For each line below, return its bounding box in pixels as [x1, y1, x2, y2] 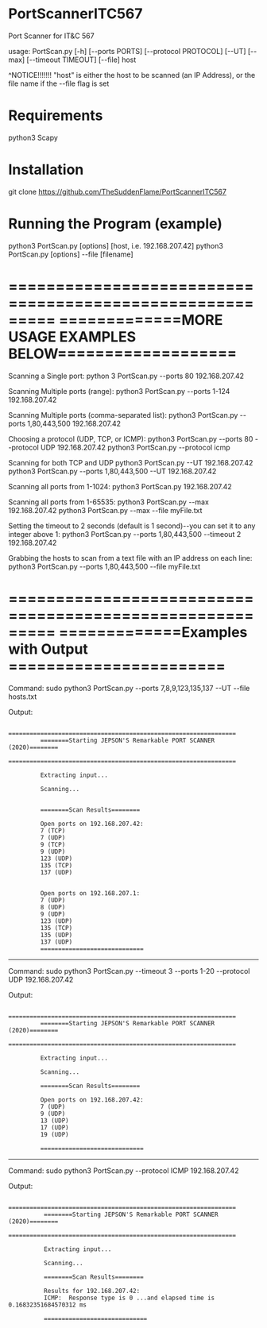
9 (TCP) [40, 840, 66, 848]
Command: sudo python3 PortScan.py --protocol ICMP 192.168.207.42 [8, 1165, 239, 1176]
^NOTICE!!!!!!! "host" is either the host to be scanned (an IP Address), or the [8, 70, 256, 79]
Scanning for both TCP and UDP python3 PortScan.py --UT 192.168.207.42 [8, 457, 253, 467]
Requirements [8, 106, 103, 125]
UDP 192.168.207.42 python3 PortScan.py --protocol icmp [41, 442, 230, 452]
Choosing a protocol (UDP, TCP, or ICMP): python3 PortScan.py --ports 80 [8, 434, 253, 443]
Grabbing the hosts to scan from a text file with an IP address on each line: [8, 553, 253, 562]
